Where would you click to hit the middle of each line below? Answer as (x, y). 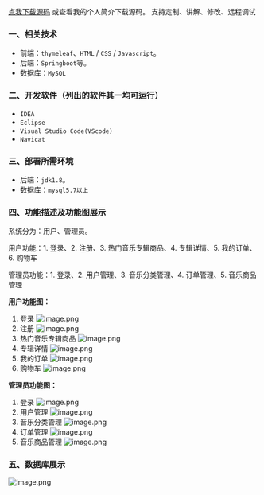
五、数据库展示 (37, 465)
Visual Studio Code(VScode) (66, 131)
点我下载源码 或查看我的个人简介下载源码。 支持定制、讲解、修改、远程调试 (132, 12)
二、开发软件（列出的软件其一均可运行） (85, 95)
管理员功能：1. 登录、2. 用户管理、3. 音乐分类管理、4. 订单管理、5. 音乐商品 (132, 275)
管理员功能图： (33, 385)
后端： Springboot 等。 (55, 63)
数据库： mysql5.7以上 (54, 189)
